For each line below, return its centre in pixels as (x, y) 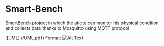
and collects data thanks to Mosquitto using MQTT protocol (67, 28)
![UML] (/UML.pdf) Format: (33, 38)
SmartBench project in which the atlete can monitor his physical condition (82, 23)
